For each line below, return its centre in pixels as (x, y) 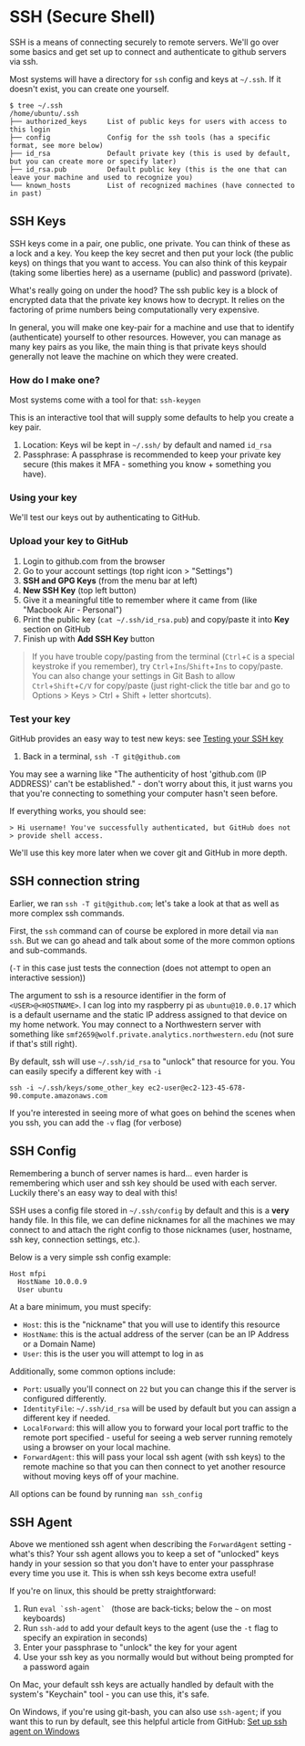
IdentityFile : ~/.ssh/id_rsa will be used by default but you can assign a (159, 1408)
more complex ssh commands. (67, 913)
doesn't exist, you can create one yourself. (90, 89)
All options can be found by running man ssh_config (106, 1493)
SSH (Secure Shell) (83, 17)
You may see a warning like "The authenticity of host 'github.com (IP (138, 774)
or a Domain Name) (59, 1343)
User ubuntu (41, 1290)
